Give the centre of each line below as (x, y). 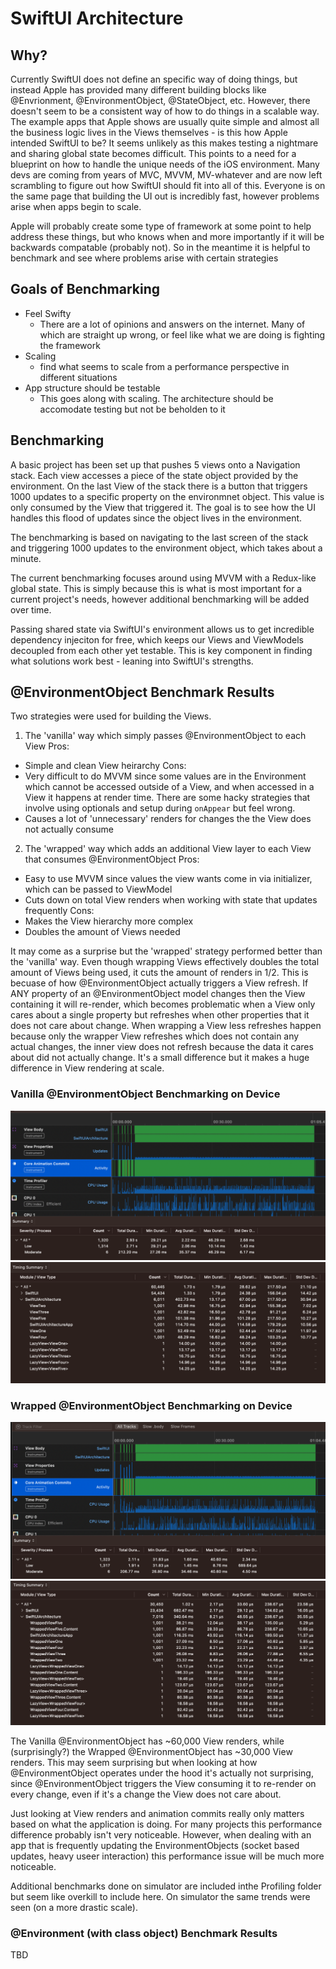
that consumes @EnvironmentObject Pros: (112, 859)
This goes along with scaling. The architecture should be (156, 398)
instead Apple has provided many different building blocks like (138, 90)
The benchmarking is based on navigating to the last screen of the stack (159, 537)
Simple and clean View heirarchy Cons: (105, 766)
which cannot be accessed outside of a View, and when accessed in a (169, 787)
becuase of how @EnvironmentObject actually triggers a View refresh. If (159, 983)
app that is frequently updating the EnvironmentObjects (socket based (155, 1845)
